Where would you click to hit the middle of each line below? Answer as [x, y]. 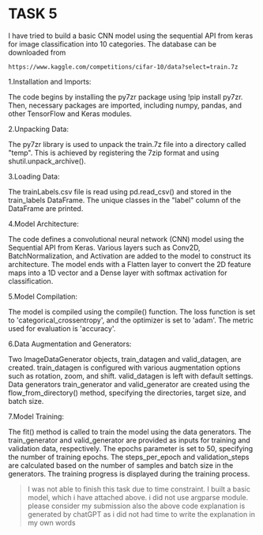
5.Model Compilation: [43, 296]
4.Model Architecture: [43, 224]
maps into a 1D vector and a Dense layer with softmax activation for [118, 273]
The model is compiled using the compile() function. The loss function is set [132, 311]
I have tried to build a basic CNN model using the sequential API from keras [131, 36]
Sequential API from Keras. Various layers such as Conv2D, [104, 247]
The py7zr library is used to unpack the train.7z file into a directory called [127, 144]
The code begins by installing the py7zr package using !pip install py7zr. [126, 96]
